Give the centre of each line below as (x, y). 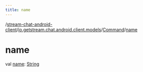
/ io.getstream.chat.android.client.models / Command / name (77, 29)
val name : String (22, 64)
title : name (18, 10)
